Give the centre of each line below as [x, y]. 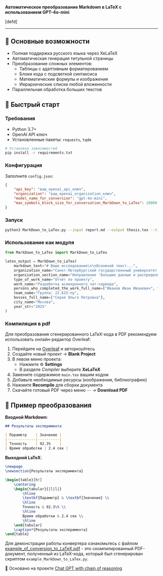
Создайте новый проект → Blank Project [54, 354]
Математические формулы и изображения [64, 79]
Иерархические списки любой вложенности [65, 84]
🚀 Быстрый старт [32, 105]
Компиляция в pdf [28, 324]
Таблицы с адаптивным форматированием [64, 69]
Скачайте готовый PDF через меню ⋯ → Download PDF [70, 390]
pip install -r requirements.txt [39, 153]
